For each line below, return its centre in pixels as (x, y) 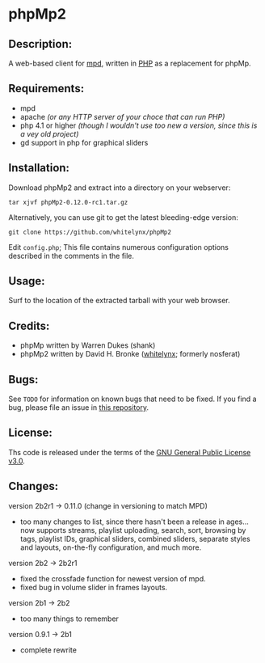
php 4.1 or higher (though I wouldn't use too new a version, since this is (139, 125)
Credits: (29, 325)
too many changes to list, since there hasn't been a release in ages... (134, 522)
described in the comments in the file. (72, 255)
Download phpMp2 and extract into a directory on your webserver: (120, 188)
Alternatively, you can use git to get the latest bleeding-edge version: (123, 217)
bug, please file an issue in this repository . (79, 408)
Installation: (39, 168)
